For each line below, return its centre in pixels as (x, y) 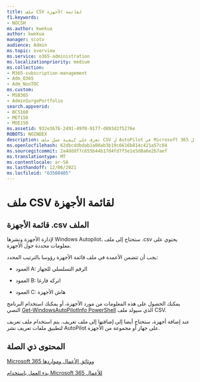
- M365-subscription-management (47, 73)
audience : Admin (27, 46)
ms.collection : (26, 67)
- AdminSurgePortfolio (35, 101)
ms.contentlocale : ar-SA (38, 162)
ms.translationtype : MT (36, 156)
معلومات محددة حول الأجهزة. (39, 245)
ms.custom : (20, 90)
